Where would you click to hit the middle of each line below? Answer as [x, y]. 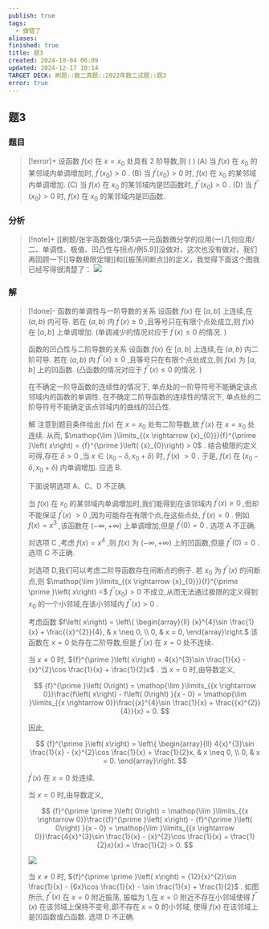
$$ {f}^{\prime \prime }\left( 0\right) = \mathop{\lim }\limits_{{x [145, 810]
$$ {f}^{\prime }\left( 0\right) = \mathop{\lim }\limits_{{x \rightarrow [145, 686]
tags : [17, 23]
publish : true [32, 16]
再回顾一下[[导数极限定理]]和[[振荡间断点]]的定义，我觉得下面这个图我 [144, 259]
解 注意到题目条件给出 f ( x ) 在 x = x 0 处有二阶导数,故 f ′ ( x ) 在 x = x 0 [137, 424]
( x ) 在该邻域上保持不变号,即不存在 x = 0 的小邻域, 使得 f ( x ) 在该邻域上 [143, 907]
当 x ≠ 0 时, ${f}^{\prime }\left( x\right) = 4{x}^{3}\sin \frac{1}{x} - [137, 659]
